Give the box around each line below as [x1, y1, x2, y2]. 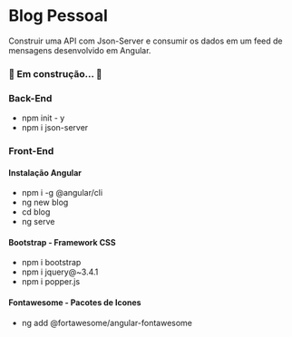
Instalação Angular [8, 167, 83, 178]
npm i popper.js [21, 276, 81, 287]
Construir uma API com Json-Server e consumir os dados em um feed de [8, 35, 283, 46]
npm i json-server [21, 122, 89, 133]
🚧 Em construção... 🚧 [8, 67, 103, 80]
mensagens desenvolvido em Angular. [8, 44, 151, 55]
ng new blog [21, 197, 69, 208]
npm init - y [21, 112, 65, 123]
